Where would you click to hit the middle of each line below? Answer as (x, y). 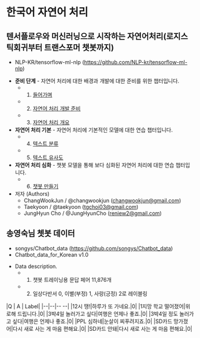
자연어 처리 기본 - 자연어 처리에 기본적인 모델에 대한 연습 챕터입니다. (94, 130)
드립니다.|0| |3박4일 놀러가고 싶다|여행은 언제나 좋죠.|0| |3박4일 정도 (98, 313)
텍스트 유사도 (48, 157)
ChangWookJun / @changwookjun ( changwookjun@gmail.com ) (102, 200)
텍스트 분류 (45, 144)
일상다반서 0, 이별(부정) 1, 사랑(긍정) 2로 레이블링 (90, 293)
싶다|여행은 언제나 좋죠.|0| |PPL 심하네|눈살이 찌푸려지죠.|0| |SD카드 (92, 321)
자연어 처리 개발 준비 (57, 109)
